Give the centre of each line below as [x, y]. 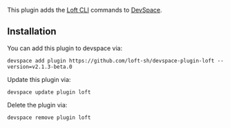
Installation [32, 31]
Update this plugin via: [39, 79]
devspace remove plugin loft [49, 117]
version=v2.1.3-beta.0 [40, 67]
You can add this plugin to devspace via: [65, 48]
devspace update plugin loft [49, 92]
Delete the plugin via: [37, 105]
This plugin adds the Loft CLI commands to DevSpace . [85, 10]
